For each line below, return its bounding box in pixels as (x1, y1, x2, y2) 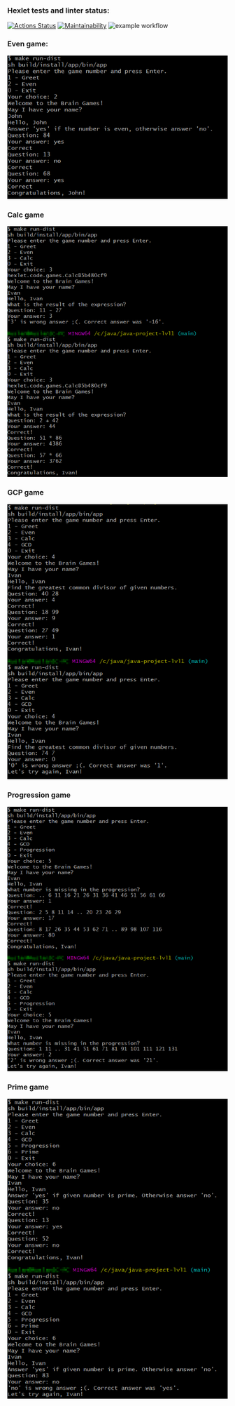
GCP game (7, 488, 44, 497)
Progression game (7, 790, 71, 800)
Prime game (7, 1083, 49, 1092)
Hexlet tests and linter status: (7, 6, 110, 15)
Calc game (7, 210, 45, 220)
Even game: (7, 39, 49, 49)
